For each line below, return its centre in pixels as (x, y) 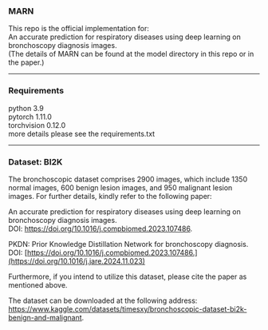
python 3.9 (26, 108)
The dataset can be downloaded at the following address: (103, 300)
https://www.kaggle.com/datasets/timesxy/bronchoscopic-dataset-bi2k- (128, 308)
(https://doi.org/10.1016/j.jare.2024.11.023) (77, 260)
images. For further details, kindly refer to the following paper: (110, 196)
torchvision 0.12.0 (37, 125)
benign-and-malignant (45, 317)
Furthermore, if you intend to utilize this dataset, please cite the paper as (128, 276)
